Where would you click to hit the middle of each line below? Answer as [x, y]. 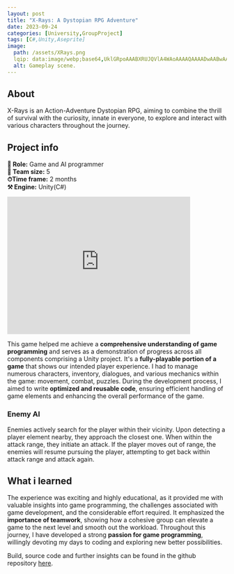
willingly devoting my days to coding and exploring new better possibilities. [115, 543]
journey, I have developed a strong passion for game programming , [105, 535]
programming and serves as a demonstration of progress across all [104, 352]
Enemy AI [24, 414]
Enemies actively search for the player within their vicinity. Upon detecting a [116, 429]
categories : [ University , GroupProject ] [65, 33]
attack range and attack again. [51, 459]
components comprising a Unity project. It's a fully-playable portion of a [112, 359]
